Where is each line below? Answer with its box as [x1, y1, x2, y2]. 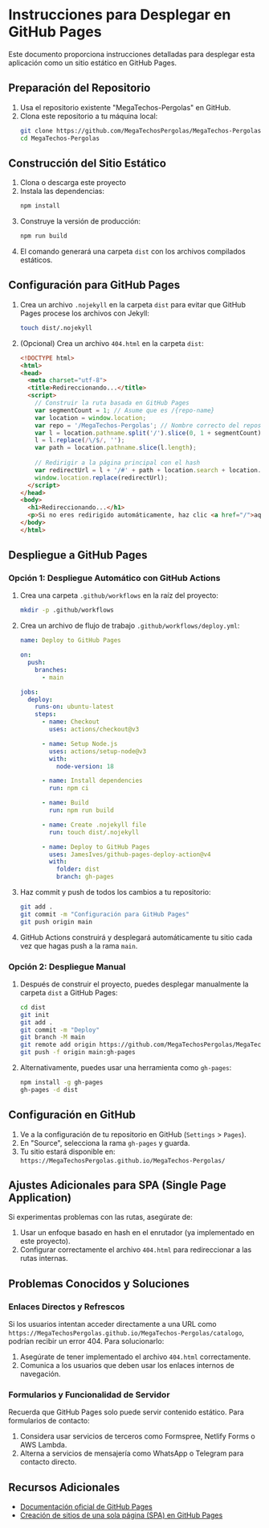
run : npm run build [49, 806, 114, 814]
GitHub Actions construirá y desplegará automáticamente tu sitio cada [19, 932, 253, 942]
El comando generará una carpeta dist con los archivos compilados [19, 247, 247, 257]
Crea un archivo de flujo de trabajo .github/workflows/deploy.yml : [19, 621, 240, 631]
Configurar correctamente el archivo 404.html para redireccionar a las [19, 1245, 252, 1254]
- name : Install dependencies [41, 776, 143, 785]
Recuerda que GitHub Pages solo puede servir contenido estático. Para [8, 1407, 245, 1417]
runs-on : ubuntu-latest [35, 702, 114, 711]
